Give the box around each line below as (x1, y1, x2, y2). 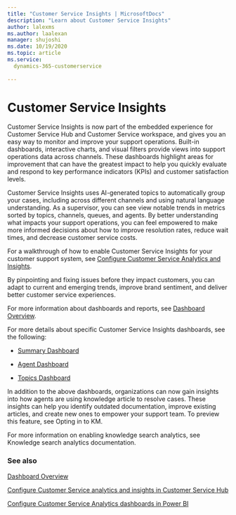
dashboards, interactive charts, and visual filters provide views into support (7, 145, 225, 153)
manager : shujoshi (7, 37, 61, 44)
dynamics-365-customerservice (13, 63, 102, 70)
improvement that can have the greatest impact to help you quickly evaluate (7, 160, 227, 169)
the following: (7, 333, 47, 341)
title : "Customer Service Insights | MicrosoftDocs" (7, 10, 165, 18)
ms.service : (7, 56, 42, 63)
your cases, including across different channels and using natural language (7, 196, 225, 205)
